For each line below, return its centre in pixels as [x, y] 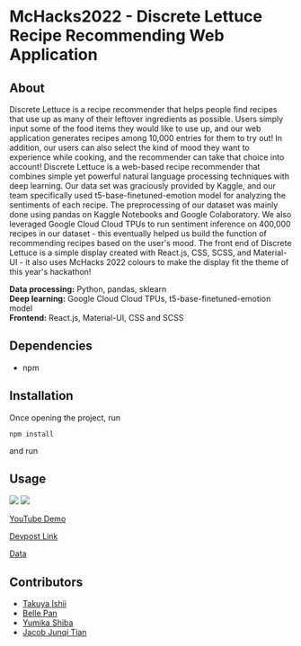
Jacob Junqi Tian [54, 633]
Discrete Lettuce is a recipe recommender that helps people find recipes [143, 109]
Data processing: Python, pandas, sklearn [88, 289]
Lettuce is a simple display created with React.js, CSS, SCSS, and [130, 252]
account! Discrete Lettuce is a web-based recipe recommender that [135, 167]
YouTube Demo [38, 519]
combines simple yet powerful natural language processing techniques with [150, 176]
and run [24, 450]
